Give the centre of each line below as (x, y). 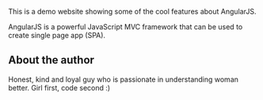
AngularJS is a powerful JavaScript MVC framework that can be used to (126, 27)
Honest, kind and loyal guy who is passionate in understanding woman (124, 79)
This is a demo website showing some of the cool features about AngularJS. (132, 12)
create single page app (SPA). (57, 35)
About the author (51, 60)
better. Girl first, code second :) (59, 87)
